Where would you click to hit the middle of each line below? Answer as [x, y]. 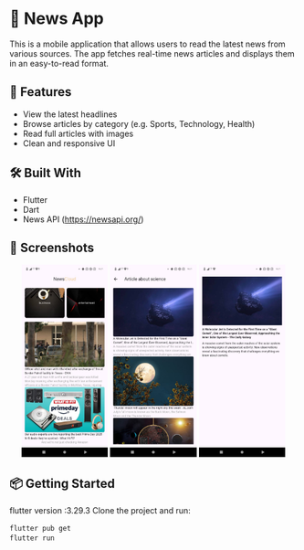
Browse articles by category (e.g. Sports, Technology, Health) [139, 123]
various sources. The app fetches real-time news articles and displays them [152, 53]
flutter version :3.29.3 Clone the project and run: [100, 510]
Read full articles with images [78, 133]
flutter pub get [40, 528]
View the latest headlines [70, 114]
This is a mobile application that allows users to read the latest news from [147, 44]
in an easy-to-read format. [59, 63]
